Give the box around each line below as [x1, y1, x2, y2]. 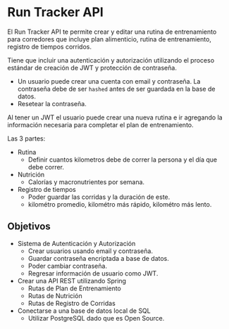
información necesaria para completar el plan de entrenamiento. [7, 120, 194, 129]
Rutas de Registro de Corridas [27, 299, 116, 307]
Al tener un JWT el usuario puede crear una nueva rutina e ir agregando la [7, 113, 223, 122]
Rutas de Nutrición [27, 291, 82, 299]
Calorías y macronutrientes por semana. [27, 177, 145, 186]
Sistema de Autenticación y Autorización [17, 239, 136, 247]
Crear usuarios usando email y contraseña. [27, 247, 154, 255]
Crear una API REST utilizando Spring [17, 276, 127, 285]
